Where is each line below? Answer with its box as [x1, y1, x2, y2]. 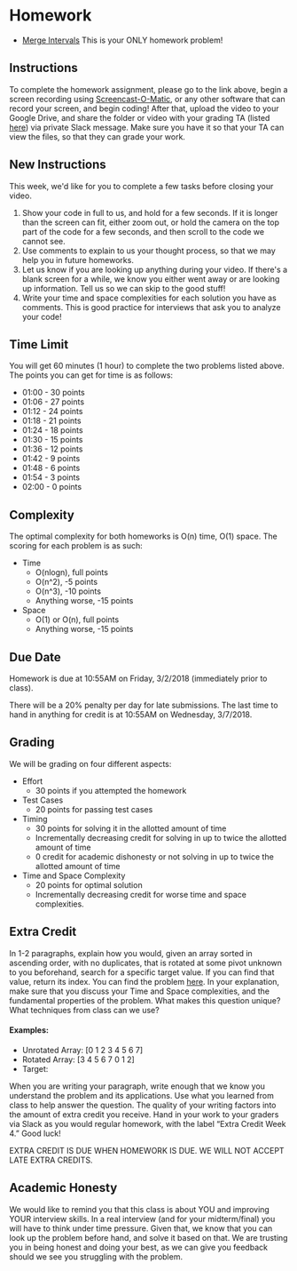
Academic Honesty [9, 1180, 118, 1195]
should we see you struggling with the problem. [9, 1251, 184, 1262]
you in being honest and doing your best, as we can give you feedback [9, 1242, 269, 1252]
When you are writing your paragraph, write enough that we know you [9, 1081, 266, 1091]
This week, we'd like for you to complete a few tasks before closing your [9, 180, 274, 191]
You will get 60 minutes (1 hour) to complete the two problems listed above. [9, 361, 285, 372]
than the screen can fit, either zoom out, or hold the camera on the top [21, 217, 280, 228]
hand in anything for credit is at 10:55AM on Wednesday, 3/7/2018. [9, 709, 253, 720]
